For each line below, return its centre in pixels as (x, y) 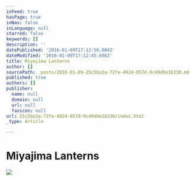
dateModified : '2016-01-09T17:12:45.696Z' (59, 56)
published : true (26, 77)
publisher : (20, 89)
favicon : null (29, 111)
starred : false (25, 34)
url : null (23, 105)
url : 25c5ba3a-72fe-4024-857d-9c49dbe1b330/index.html (75, 116)
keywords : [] (22, 39)
